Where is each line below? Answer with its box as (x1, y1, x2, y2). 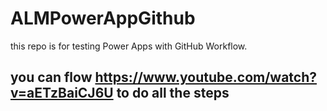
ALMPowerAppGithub (10, 7, 196, 30)
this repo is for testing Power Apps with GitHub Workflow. (10, 40, 248, 52)
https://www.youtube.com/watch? (94, 69, 317, 86)
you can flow (10, 69, 93, 86)
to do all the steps (116, 85, 230, 102)
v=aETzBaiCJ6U (10, 85, 114, 102)
